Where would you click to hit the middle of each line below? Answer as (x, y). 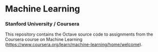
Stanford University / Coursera (42, 24)
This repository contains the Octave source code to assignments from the (79, 34)
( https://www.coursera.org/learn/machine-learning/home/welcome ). (74, 45)
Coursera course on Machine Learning (44, 39)
